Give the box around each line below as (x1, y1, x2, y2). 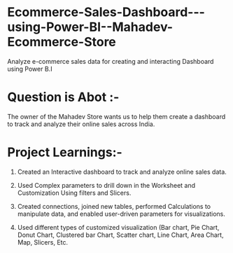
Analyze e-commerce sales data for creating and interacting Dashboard (7, 57, 214, 65)
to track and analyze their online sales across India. (7, 120, 155, 128)
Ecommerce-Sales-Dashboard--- (7, 4, 205, 20)
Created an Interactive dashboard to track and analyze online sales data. (17, 167, 227, 176)
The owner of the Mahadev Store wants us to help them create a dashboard (7, 112, 226, 121)
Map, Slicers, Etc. (17, 238, 69, 246)
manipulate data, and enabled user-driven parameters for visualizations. (17, 210, 225, 218)
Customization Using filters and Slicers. (17, 189, 132, 197)
